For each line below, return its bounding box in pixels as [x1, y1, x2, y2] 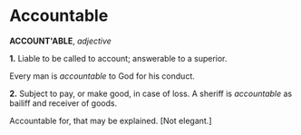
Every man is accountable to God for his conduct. [9, 70, 195, 82]
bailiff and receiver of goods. [9, 97, 118, 109]
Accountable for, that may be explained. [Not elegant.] [9, 115, 212, 126]
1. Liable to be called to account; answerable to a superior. [9, 53, 228, 63]
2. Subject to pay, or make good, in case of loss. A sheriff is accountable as [9, 88, 293, 99]
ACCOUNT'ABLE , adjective [9, 35, 112, 46]
